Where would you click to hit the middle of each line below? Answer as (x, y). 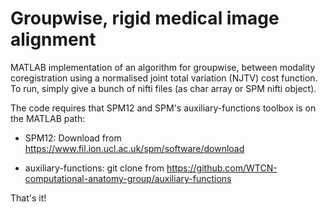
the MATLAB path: (48, 118)
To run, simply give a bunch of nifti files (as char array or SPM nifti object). (163, 88)
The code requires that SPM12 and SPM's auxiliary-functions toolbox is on (163, 108)
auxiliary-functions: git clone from (94, 168)
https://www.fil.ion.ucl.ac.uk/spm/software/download (134, 148)
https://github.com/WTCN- (222, 168)
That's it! (28, 198)
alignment (53, 39)
